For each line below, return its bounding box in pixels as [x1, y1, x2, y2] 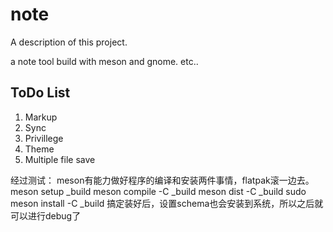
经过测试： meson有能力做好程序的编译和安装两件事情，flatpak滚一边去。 [10, 174, 315, 186]
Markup [24, 111, 58, 123]
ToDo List [10, 84, 71, 102]
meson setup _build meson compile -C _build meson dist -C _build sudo [10, 185, 307, 197]
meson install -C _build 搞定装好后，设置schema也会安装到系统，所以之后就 [10, 197, 324, 209]
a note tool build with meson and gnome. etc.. [10, 55, 199, 67]
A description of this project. [10, 36, 128, 48]
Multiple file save [24, 153, 96, 165]
